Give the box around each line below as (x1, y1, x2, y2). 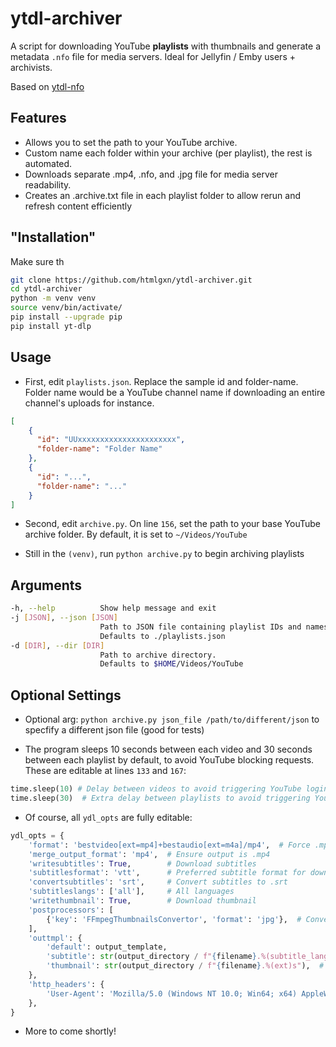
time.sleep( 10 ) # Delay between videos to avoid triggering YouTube (10, 784, 302, 794)
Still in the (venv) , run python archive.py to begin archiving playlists (24, 548, 305, 560)
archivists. (10, 61, 53, 73)
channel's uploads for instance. (24, 397, 155, 409)
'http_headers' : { (28, 979, 105, 989)
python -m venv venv (10, 293, 97, 304)
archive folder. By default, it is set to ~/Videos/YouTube (24, 528, 248, 541)
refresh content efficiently (24, 200, 133, 212)
